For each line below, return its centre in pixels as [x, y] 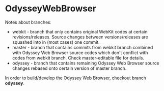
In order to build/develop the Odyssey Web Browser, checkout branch [76, 78]
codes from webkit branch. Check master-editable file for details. [78, 58]
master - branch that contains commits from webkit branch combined [82, 47]
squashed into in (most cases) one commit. [56, 42]
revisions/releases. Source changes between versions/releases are [80, 37]
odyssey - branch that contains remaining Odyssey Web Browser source [86, 63]
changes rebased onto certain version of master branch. [69, 68]
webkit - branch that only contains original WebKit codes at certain [80, 31]
